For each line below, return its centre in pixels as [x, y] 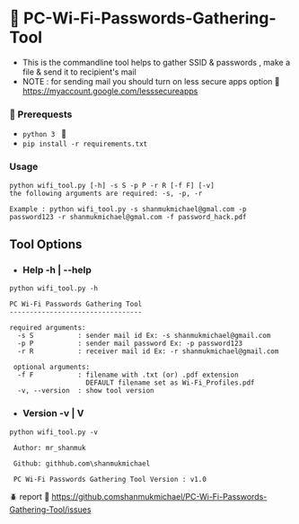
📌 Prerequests [41, 114]
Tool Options [46, 244]
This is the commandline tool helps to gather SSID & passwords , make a [156, 62]
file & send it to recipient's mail [79, 72]
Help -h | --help [57, 270]
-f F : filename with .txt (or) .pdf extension [128, 375]
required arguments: [48, 328]
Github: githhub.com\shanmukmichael [82, 463]
